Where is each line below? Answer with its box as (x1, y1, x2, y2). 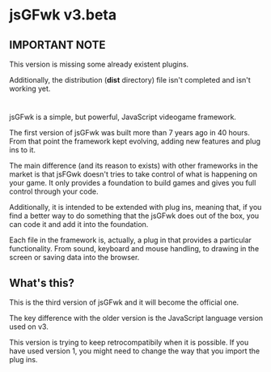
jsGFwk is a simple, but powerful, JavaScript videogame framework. (9, 112, 237, 122)
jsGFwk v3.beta (9, 6, 116, 24)
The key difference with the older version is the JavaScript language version (9, 314, 264, 323)
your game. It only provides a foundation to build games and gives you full (9, 178, 256, 188)
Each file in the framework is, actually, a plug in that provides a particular (9, 235, 252, 245)
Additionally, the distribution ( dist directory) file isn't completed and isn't (9, 75, 252, 84)
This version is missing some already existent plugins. (9, 59, 189, 69)
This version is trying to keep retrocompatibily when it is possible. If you (9, 338, 249, 347)
